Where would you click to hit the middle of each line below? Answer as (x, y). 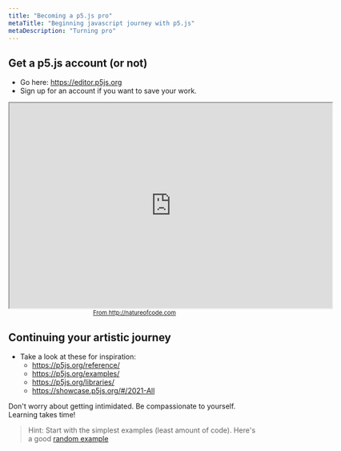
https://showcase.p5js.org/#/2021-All (93, 391)
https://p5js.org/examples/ (76, 374)
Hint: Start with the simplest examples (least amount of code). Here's (142, 430)
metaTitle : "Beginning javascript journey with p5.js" (102, 23)
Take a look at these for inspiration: (78, 356)
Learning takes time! (42, 415)
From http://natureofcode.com (134, 313)
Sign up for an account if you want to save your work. (108, 91)
